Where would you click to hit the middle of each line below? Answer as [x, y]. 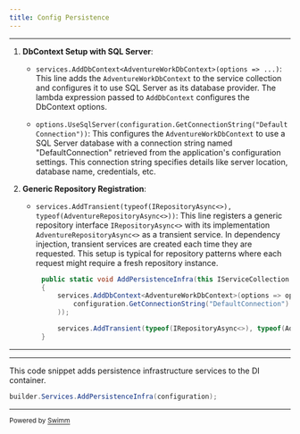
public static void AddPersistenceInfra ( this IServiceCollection [166, 279]
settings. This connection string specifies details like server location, [162, 162]
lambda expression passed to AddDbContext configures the [142, 97]
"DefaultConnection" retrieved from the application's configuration [158, 152]
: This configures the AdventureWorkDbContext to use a [187, 133]
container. [28, 380]
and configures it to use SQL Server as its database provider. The [156, 88]
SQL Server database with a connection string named [134, 143]
